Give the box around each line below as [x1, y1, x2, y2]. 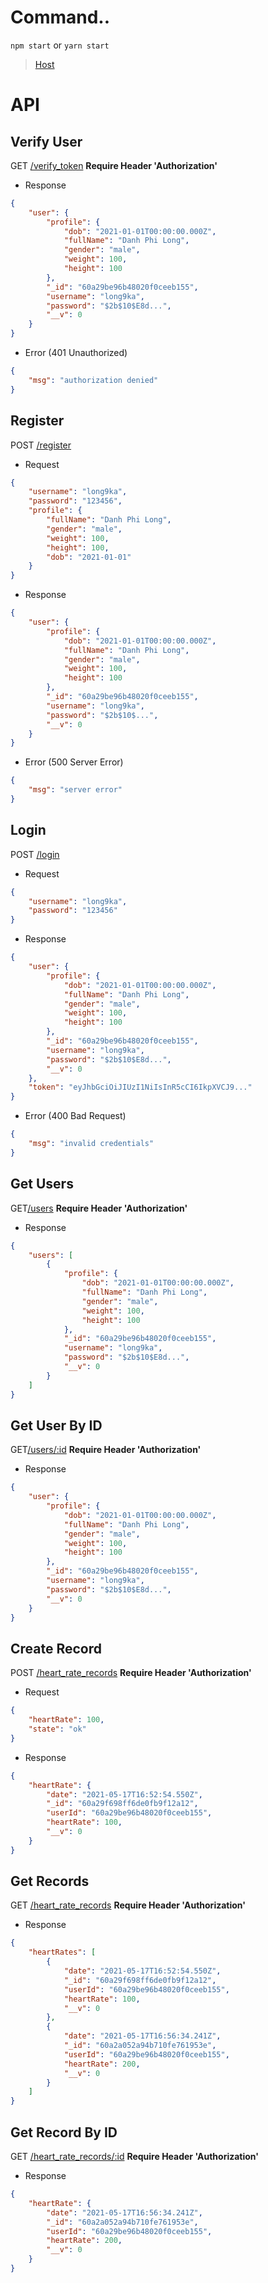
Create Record [10, 1640, 103, 1657]
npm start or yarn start [10, 39, 110, 51]
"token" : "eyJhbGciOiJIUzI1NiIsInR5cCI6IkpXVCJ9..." [28, 1082, 253, 1093]
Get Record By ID [10, 2124, 118, 2141]
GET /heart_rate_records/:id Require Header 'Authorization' [10, 2151, 260, 2162]
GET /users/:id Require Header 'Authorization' [10, 1444, 202, 1456]
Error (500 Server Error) [24, 756, 124, 768]
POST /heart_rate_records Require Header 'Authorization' [10, 1667, 252, 1679]
